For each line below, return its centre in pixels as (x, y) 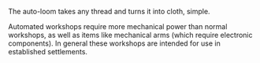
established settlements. (48, 52)
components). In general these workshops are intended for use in (114, 43)
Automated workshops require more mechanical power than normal (118, 26)
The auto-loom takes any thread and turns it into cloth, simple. (109, 11)
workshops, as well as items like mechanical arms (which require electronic (130, 35)
